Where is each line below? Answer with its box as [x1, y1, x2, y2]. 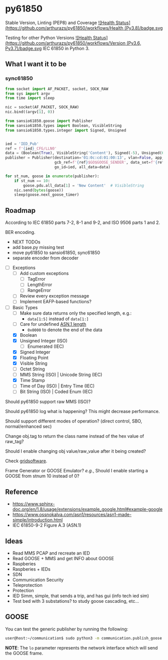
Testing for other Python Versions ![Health [5, 35, 92, 41]
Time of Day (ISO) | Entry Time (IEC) [19, 383, 95, 389]
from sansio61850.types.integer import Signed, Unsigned [5, 127, 126, 133]
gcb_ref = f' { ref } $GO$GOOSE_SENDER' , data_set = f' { [54, 160, 157, 165]
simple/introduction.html [12, 517, 63, 523]
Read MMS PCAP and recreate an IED [12, 550, 90, 556]
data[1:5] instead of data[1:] [27, 316, 89, 322]
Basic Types [12, 304, 38, 310]
